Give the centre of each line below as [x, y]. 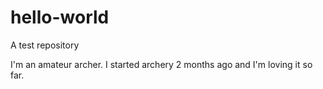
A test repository [45, 45]
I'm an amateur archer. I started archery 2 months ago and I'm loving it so [161, 64]
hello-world [60, 17]
